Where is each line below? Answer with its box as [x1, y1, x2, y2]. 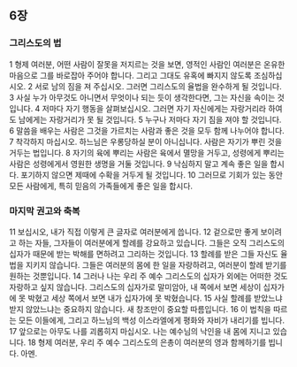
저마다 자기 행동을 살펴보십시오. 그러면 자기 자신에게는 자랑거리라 [42, 103, 267, 113]
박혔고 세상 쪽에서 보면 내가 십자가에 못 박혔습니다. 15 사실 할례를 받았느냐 [27, 293, 283, 303]
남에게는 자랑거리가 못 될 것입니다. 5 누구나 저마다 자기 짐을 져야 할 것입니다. [18, 114, 282, 125]
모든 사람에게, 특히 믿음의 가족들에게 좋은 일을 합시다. [9, 180, 193, 191]
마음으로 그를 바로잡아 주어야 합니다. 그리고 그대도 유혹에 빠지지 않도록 [9, 70, 252, 80]
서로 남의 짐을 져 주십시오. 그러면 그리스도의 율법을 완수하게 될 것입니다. [34, 80, 282, 91]
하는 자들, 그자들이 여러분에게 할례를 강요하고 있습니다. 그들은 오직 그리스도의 [18, 237, 286, 248]
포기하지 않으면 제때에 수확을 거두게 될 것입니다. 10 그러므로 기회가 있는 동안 [20, 169, 283, 180]
